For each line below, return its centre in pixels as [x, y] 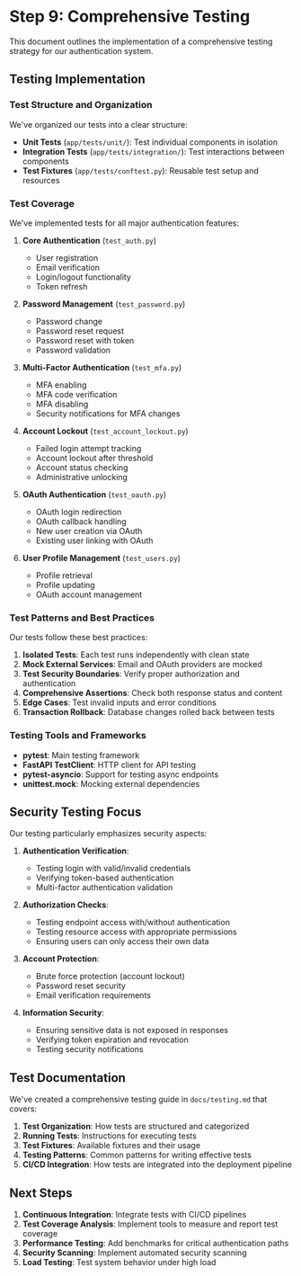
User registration [67, 257]
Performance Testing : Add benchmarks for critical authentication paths [155, 1243]
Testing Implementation [77, 80]
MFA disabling [62, 404]
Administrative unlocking [82, 477]
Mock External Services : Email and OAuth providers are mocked [142, 665]
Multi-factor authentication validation [104, 888]
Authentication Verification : [75, 851]
